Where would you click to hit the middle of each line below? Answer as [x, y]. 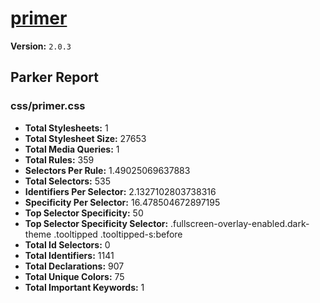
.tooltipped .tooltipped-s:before [118, 234]
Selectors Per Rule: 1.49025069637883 [107, 170]
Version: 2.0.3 [41, 46]
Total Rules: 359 [59, 159]
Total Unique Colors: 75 [74, 276]
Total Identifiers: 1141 [69, 255]
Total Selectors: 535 [67, 181]
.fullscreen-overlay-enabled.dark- [240, 223]
